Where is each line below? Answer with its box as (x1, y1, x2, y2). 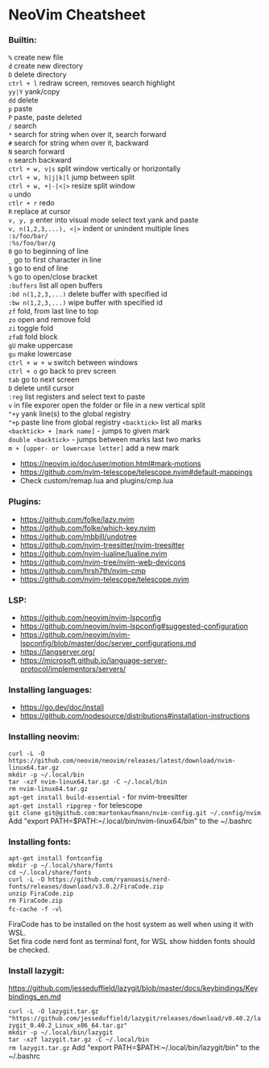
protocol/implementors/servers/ (19, 664, 126, 674)
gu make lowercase (8, 349, 72, 359)
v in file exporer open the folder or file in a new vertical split (8, 400, 205, 410)
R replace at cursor (8, 207, 71, 217)
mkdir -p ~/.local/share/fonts (8, 861, 114, 869)
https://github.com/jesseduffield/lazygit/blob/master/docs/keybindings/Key (8, 983, 259, 993)
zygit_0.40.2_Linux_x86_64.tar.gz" (8, 1021, 128, 1030)
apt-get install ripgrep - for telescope (8, 800, 143, 810)
